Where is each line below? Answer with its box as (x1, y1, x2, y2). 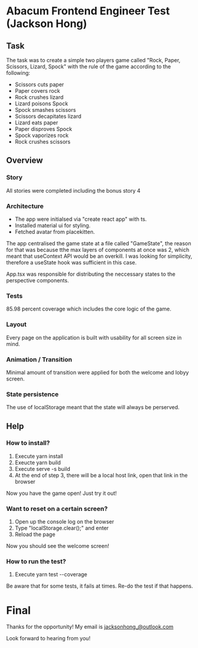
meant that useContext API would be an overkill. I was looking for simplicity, (6, 252, 193, 260)
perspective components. (6, 276, 69, 284)
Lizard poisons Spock (14, 100, 69, 107)
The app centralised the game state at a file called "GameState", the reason (6, 239, 191, 247)
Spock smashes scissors (14, 107, 76, 113)
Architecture (6, 202, 44, 210)
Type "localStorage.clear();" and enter (14, 525, 109, 532)
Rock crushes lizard (14, 94, 64, 101)
